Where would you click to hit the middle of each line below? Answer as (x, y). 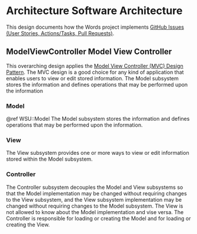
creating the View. (28, 225)
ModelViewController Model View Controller (89, 52)
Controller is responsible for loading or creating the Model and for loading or (98, 218)
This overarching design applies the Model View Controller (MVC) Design (95, 66)
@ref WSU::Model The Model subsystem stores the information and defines (98, 119)
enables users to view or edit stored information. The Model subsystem (93, 78)
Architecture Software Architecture (94, 11)
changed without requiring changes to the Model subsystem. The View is (95, 206)
